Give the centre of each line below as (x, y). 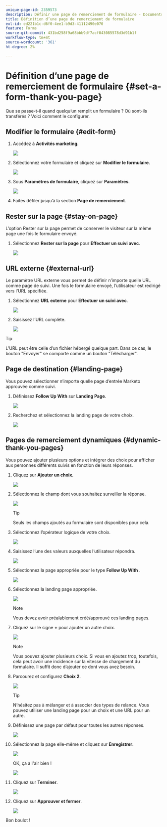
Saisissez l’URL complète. (39, 320)
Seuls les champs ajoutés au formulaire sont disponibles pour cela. (81, 522)
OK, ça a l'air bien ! (32, 763)
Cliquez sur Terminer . (35, 782)
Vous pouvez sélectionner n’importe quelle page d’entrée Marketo (73, 381)
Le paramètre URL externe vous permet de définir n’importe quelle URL (78, 280)
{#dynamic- (142, 440)
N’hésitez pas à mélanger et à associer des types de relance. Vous (81, 705)
